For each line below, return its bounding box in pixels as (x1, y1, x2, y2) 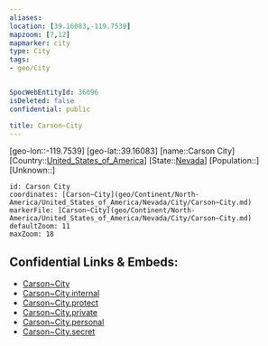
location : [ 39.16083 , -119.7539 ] (9, 22, 131, 31)
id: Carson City (9, 182, 70, 192)
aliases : (9, 13, 42, 23)
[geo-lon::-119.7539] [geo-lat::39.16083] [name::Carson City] (9, 145, 236, 156)
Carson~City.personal (22, 317, 105, 328)
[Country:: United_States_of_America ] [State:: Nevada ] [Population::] (9, 155, 260, 166)
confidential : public (9, 105, 91, 114)
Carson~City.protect (22, 297, 99, 308)
